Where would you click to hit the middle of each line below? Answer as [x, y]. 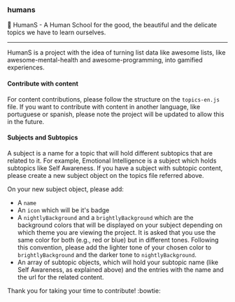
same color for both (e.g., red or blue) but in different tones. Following [118, 240]
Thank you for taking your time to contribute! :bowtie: [84, 290]
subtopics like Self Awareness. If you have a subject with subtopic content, [115, 168]
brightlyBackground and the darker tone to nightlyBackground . [107, 254]
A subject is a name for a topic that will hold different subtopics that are [110, 153]
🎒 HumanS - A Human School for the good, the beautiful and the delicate [112, 25]
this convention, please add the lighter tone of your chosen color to [114, 247]
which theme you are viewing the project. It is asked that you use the [116, 232]
